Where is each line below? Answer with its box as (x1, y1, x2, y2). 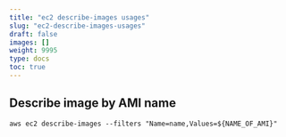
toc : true (9, 63, 46, 72)
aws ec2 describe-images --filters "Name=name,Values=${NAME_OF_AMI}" (9, 119, 278, 128)
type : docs (9, 54, 50, 63)
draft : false (9, 29, 58, 38)
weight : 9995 (9, 46, 58, 55)
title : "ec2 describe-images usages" (9, 12, 150, 22)
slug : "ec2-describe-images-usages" (9, 21, 146, 30)
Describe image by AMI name (9, 95, 177, 111)
